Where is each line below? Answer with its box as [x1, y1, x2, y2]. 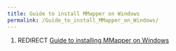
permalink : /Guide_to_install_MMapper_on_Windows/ [7, 17, 159, 24]
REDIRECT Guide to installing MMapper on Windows [17, 36, 170, 44]
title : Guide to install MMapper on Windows [7, 10, 140, 17]
